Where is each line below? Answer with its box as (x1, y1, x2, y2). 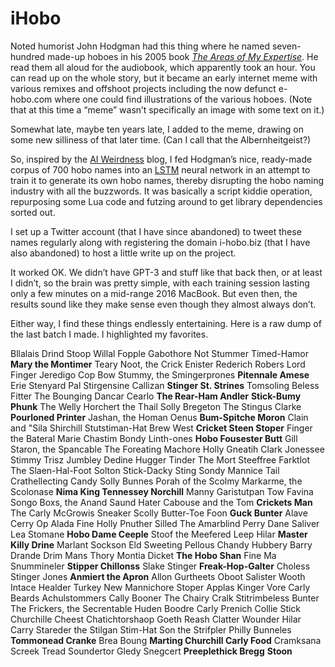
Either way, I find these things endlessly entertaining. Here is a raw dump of (10, 317, 322, 329)
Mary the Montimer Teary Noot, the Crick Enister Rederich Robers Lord (10, 358, 306, 370)
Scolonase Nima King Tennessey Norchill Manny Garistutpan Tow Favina (10, 485, 314, 497)
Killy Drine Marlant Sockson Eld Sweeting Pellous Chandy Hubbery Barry (10, 538, 313, 551)
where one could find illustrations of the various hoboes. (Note (54, 93, 313, 105)
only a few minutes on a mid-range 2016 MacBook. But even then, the (10, 287, 298, 299)
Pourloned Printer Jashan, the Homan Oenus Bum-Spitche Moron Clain (10, 411, 309, 423)
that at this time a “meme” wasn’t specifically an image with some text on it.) (10, 103, 325, 116)
